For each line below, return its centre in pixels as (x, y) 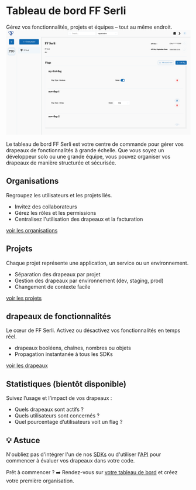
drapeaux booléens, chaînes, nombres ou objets (73, 348)
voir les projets (24, 298)
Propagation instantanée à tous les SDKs (63, 354)
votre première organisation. (40, 481)
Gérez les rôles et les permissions (55, 213)
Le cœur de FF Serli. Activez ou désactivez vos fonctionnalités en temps (93, 330)
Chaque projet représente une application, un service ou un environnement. (97, 263)
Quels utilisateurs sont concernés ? (57, 416)
